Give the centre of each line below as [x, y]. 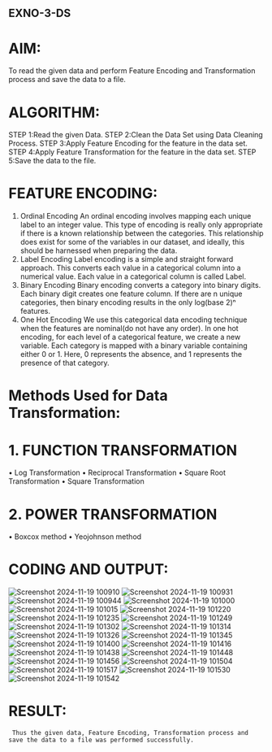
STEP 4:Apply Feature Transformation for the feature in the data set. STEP [132, 152]
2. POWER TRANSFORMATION [113, 514]
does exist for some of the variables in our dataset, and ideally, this [132, 242]
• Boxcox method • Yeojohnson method [75, 537]
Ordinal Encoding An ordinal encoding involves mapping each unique [136, 216]
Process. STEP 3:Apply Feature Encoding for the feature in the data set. [128, 143]
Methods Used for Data [88, 396]
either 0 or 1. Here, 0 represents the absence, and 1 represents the [131, 354]
